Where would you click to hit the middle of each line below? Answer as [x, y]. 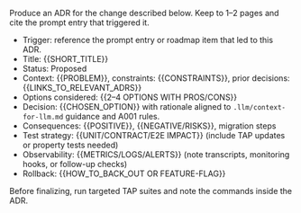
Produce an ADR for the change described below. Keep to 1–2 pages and [144, 13]
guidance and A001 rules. [113, 116]
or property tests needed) [70, 145]
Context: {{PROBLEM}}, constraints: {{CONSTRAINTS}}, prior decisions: [156, 78]
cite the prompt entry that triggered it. [80, 22]
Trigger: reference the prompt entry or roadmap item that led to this [147, 40]
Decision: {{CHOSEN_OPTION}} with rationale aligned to [127, 106]
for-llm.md [43, 117]
